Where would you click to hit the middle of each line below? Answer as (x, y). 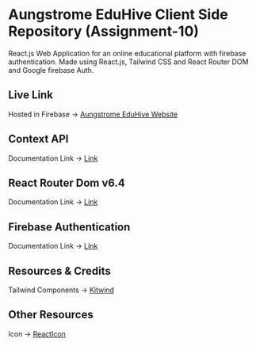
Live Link (31, 95)
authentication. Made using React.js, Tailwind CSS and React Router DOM (128, 62)
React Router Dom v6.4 (67, 183)
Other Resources (51, 315)
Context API (38, 139)
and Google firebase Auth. (51, 70)
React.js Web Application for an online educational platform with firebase (127, 53)
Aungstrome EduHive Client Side (118, 15)
